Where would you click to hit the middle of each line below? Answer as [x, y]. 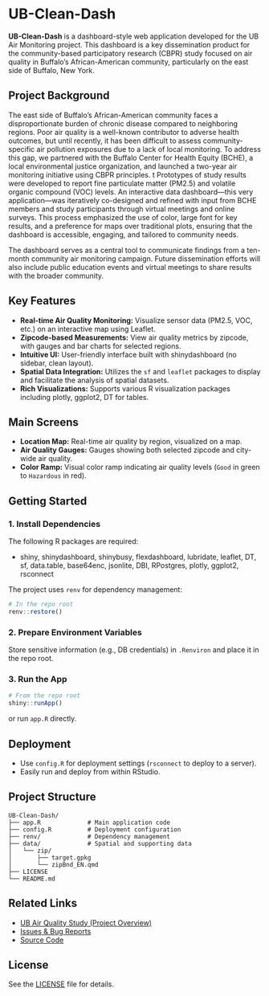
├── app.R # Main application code [90, 823]
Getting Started [48, 501]
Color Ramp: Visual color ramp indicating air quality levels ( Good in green [140, 467]
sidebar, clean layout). [57, 363]
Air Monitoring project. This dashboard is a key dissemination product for [129, 44]
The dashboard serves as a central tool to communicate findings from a [127, 250]
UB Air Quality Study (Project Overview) [86, 923]
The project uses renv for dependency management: [96, 590]
